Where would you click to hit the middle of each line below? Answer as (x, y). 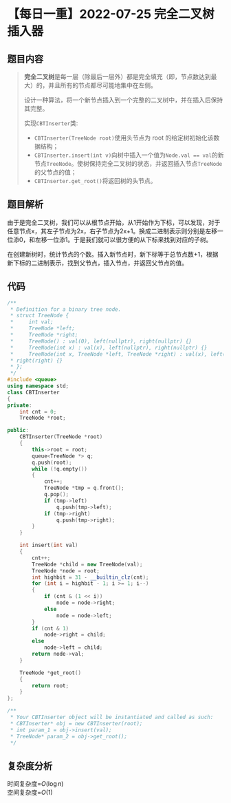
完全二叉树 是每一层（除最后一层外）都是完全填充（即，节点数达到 (117, 77)
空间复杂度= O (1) (30, 793)
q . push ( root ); (52, 462)
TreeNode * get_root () (50, 673)
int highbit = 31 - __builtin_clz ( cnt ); (90, 577)
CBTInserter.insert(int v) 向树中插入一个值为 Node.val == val (123, 155)
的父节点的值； (55, 172)
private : (20, 405)
